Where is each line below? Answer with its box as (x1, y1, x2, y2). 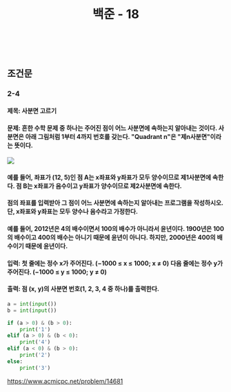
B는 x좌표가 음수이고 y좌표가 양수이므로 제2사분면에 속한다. (23, 181, 182, 190)
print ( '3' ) (19, 364, 51, 371)
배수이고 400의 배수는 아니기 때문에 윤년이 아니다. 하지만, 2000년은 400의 (14, 233, 216, 242)
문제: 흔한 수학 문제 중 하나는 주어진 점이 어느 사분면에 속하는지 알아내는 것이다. (7, 124, 217, 132)
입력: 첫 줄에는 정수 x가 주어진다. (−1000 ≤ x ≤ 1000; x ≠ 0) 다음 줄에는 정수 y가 (7, 259, 223, 267)
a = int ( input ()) (7, 300, 57, 308)
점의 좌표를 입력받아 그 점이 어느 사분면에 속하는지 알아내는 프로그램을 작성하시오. (7, 198, 224, 207)
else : (7, 357, 23, 365)
